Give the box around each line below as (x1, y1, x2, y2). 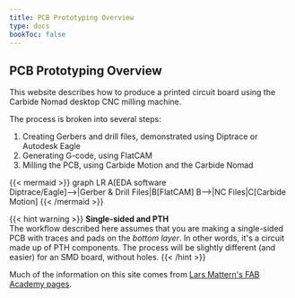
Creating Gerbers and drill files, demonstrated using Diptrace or (22, 131, 258, 142)
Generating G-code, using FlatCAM (22, 150, 152, 162)
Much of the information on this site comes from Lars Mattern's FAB (9, 269, 260, 280)
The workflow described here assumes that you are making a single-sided (9, 223, 284, 234)
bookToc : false (9, 30, 66, 39)
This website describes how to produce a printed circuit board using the (9, 87, 276, 98)
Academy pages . (9, 279, 73, 290)
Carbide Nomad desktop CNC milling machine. (9, 96, 182, 108)
